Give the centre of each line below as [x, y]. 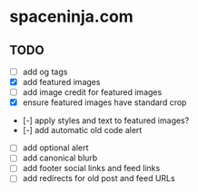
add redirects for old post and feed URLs [99, 178]
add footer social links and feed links [91, 168]
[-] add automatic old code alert [82, 130]
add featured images [61, 82]
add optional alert [55, 148]
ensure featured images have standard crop [104, 102]
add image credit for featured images [92, 92]
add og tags [45, 72]
